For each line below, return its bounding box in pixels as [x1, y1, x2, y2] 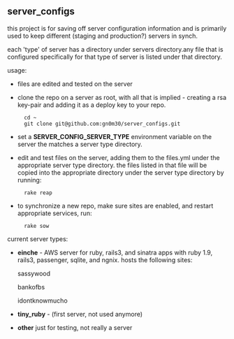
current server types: [7, 234, 68, 243]
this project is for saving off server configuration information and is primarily [7, 24, 227, 32]
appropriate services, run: [17, 209, 92, 217]
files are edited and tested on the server [17, 80, 133, 88]
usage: [7, 66, 27, 74]
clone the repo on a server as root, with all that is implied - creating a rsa [17, 93, 227, 101]
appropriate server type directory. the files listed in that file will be [17, 161, 207, 169]
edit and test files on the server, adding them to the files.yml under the [17, 153, 220, 161]
